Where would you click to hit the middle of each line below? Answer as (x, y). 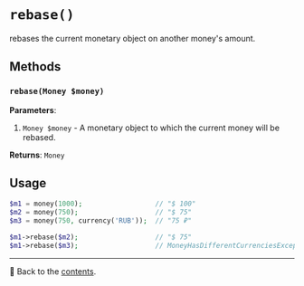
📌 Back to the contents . (53, 271)
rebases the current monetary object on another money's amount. (133, 38)
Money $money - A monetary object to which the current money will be (151, 128)
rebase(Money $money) (57, 91)
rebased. (39, 137)
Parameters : (33, 110)
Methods (35, 67)
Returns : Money (37, 155)
